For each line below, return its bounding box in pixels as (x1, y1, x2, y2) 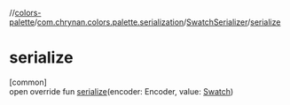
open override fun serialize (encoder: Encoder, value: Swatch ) (9, 86, 234, 96)
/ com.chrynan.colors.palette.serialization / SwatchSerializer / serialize (34, 17, 281, 27)
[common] (9, 77, 47, 87)
